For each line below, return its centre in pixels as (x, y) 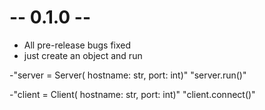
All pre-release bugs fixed (77, 45)
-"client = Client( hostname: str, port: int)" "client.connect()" (132, 94)
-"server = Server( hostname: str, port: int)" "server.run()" (128, 75)
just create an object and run (83, 55)
